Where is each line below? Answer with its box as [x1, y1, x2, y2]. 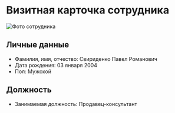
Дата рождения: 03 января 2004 [14, 61, 97, 69]
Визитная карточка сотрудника [6, 4, 170, 17]
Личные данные [6, 40, 70, 50]
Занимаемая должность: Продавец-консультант [14, 100, 137, 107]
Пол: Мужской [14, 68, 52, 75]
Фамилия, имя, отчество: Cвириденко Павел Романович [14, 55, 158, 62]
